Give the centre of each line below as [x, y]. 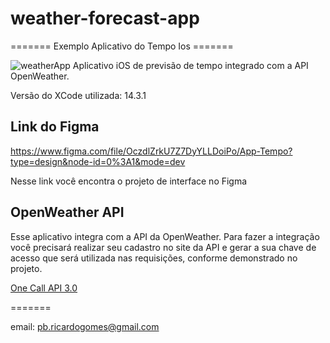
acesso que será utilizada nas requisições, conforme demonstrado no [154, 258]
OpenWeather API [67, 212]
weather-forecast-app [105, 18]
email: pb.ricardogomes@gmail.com [85, 326]
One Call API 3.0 [44, 288]
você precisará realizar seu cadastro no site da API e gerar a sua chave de [163, 247]
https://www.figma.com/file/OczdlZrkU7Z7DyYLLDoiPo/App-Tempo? [151, 151]
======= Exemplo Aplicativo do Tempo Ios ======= [122, 46]
